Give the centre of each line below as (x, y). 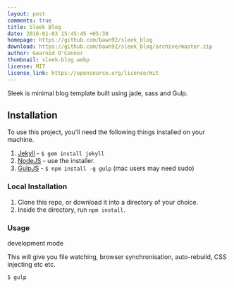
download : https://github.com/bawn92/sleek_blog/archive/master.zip (110, 47)
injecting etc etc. (32, 264)
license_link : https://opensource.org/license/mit (83, 73)
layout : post (26, 14)
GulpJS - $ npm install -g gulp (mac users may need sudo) (106, 168)
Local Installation (37, 186)
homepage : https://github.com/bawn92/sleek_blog (80, 40)
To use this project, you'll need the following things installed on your (106, 132)
